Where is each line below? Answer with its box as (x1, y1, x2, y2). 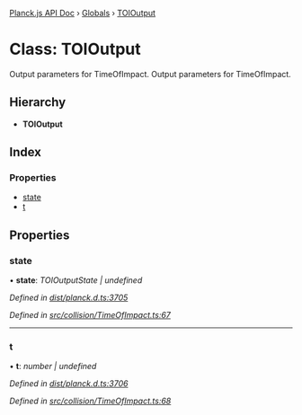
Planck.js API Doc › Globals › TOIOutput (9, 8, 155, 18)
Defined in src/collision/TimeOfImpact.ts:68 (9, 395, 172, 407)
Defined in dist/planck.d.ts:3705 (9, 292, 129, 304)
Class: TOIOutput (9, 40, 141, 59)
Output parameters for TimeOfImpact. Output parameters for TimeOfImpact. (9, 68, 292, 79)
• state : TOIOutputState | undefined (9, 275, 143, 286)
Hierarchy (9, 94, 67, 110)
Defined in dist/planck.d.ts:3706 (9, 378, 129, 389)
